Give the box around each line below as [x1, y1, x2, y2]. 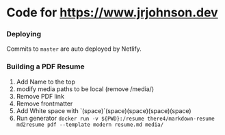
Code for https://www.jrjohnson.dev [6, 5, 218, 21]
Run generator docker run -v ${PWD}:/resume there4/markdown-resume [16, 114, 215, 122]
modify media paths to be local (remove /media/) [16, 84, 155, 93]
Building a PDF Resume [6, 62, 85, 71]
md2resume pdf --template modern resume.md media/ [16, 121, 164, 128]
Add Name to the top [16, 77, 76, 86]
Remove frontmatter [16, 99, 73, 108]
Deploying [6, 29, 42, 39]
